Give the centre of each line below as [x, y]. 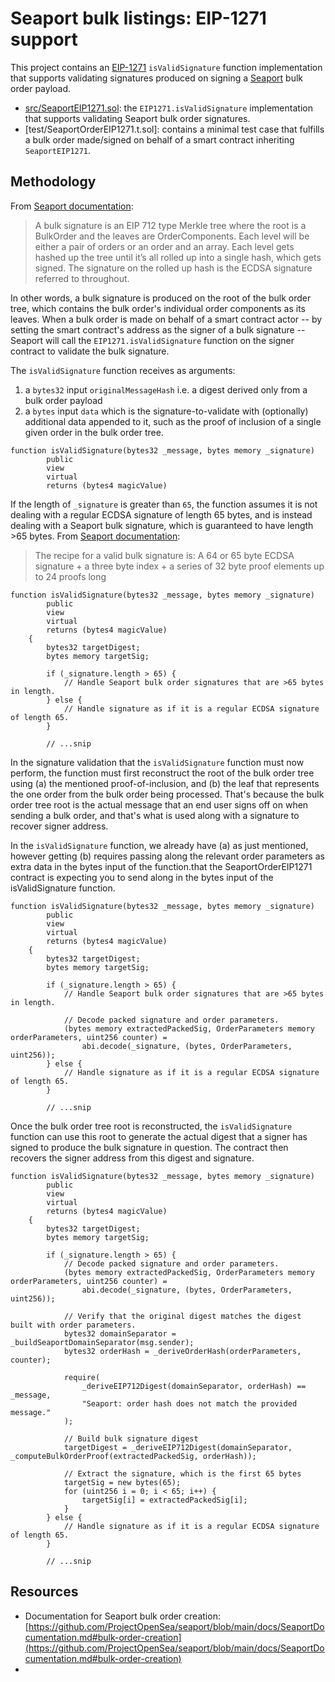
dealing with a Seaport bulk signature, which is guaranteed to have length [162, 525]
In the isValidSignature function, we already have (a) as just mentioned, [159, 845]
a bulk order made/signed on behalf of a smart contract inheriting [159, 139]
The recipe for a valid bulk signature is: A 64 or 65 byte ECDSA [164, 555]
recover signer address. [59, 826]
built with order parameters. [73, 1325]
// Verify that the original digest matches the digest [182, 1316]
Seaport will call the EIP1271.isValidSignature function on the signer [152, 340]
